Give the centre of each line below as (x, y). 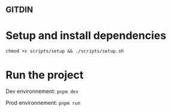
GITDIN (19, 10)
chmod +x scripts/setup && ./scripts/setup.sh (65, 51)
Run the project (45, 75)
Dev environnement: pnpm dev (42, 91)
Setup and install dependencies (86, 35)
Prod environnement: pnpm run (43, 103)
